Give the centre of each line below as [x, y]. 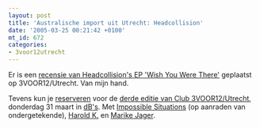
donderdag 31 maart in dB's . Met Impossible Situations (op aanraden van [127, 107]
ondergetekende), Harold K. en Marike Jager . [82, 115]
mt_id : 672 [26, 38]
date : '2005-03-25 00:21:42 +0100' [67, 30]
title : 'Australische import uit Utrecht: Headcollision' [106, 23]
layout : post [30, 15]
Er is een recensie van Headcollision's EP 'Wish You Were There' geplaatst [130, 75]
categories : [28, 45]
